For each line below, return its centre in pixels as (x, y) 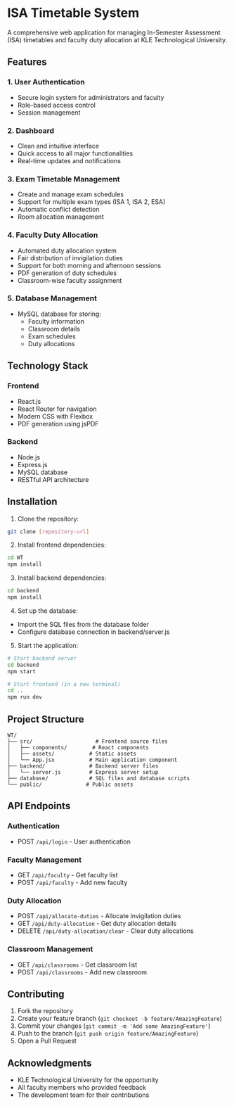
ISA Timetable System (73, 13)
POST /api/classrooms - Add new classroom (82, 972)
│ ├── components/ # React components (78, 748)
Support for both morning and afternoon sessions (89, 265)
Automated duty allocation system (67, 250)
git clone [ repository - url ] (48, 532)
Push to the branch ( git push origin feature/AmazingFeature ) (108, 1034)
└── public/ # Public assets (70, 785)
